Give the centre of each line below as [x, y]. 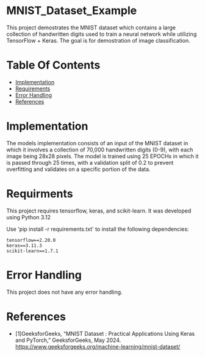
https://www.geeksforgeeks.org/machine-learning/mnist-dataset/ [98, 346]
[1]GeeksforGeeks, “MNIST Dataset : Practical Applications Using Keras [105, 333]
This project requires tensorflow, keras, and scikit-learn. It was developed [99, 211]
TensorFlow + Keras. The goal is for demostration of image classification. [98, 40]
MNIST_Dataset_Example [72, 11]
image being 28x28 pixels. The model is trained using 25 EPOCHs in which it [103, 156]
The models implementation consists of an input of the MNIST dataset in [97, 143]
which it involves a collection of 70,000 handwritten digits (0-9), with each [100, 150]
